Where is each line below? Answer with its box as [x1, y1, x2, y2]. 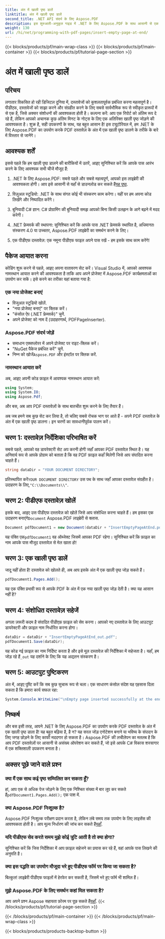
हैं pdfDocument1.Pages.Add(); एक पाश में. [5, 791, 81, 797]
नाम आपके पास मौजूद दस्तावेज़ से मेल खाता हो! [5, 539, 77, 545]
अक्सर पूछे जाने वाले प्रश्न [5, 760, 61, 769]
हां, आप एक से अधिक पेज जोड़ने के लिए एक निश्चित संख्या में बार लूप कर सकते [5, 786, 126, 792]
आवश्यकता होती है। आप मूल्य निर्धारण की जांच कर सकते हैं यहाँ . [5, 821, 103, 827]
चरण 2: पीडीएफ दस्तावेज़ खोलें [5, 496, 76, 505]
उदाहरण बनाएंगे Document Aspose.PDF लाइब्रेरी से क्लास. [5, 515, 99, 521]
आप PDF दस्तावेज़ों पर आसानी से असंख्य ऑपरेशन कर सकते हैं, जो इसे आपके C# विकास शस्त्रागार [5, 740, 159, 746]
